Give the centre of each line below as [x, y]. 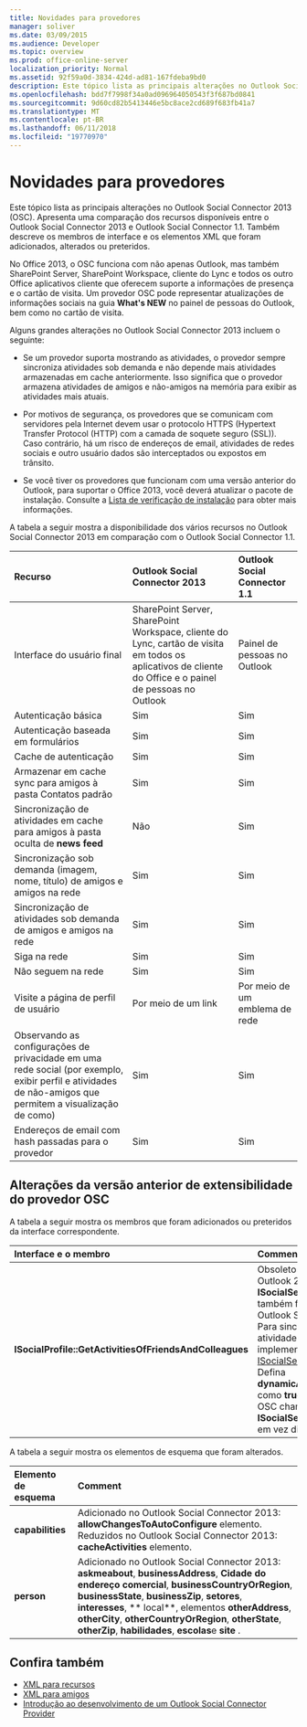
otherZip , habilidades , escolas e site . [159, 1630]
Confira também [57, 1663]
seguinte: [27, 340]
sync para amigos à [56, 782]
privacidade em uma [58, 1058]
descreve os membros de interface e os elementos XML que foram [135, 236]
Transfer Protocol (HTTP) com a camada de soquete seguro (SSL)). [149, 433]
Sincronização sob [54, 858]
